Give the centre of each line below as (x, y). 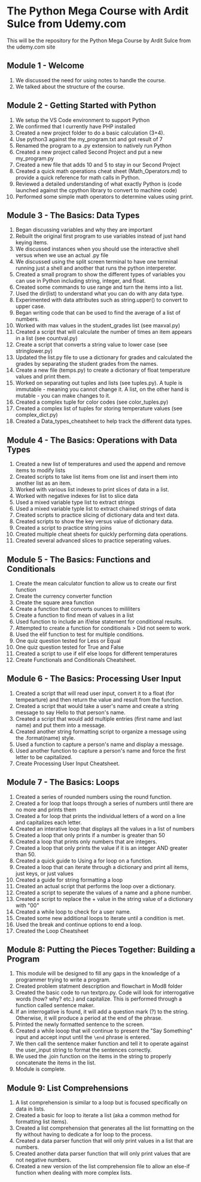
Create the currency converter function (64, 596)
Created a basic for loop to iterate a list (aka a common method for (98, 1115)
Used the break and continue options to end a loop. (79, 924)
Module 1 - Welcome (45, 66)
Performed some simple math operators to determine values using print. (104, 196)
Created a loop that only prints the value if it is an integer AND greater (101, 847)
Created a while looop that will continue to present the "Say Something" (104, 1031)
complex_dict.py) (37, 415)
